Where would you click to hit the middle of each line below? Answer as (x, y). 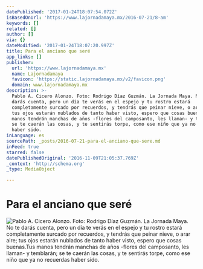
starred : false (25, 152)
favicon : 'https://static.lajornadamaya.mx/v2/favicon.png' (89, 79)
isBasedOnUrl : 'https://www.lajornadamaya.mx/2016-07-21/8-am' (88, 18)
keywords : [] (23, 23)
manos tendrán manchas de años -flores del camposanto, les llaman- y (102, 118)
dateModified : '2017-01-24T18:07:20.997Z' (60, 46)
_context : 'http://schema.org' (46, 164)
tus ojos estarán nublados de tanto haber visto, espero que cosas (98, 113)
